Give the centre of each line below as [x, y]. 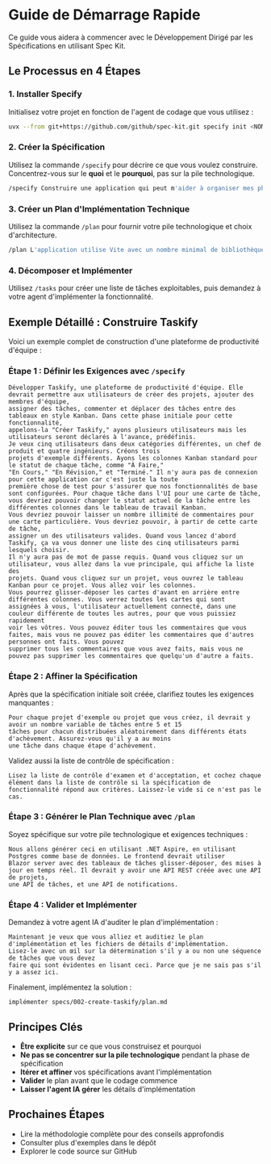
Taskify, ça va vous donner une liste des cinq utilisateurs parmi [124, 543]
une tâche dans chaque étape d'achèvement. [83, 745]
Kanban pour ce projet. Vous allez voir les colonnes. [102, 586]
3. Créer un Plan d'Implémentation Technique [99, 209]
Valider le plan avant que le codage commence [99, 1080]
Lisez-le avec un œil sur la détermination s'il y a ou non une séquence [135, 951]
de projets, [28, 877]
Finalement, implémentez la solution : [70, 987]
